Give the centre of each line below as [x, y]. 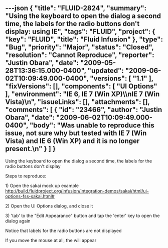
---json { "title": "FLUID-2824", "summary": [76, 8]
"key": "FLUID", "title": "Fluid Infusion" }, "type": [84, 39]
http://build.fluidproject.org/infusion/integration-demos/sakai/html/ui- [77, 191]
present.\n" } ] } [31, 149]
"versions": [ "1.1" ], [122, 79]
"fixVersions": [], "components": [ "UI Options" [81, 86]
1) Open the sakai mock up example [42, 185]
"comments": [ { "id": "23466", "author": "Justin [84, 110]
